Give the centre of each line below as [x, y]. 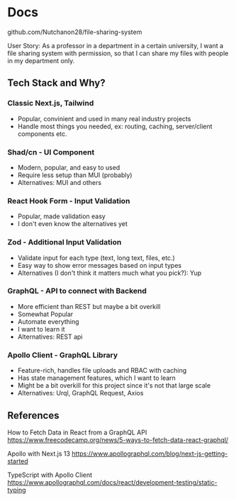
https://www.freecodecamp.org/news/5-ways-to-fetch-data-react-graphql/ [118, 439]
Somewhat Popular [45, 314]
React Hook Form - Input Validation [69, 201]
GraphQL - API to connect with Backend [77, 291]
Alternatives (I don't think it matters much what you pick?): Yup [109, 273]
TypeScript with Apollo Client [50, 475]
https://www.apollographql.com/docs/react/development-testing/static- [112, 482]
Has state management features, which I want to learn [96, 378]
